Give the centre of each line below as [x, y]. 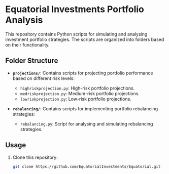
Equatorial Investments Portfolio [75, 9]
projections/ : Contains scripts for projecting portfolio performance [83, 73]
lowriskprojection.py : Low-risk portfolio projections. [76, 99]
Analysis [24, 20]
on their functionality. [27, 45]
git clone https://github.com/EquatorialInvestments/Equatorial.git [87, 166]
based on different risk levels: [44, 78]
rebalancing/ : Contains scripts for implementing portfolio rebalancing [85, 108]
